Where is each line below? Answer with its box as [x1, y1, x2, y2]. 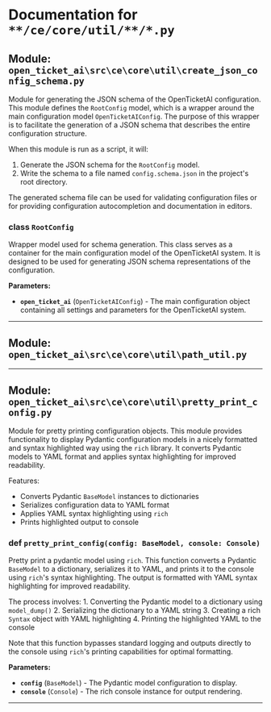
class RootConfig [8, 221, 74, 232]
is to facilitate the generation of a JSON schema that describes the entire [8, 120, 251, 130]
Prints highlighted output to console [19, 517, 140, 527]
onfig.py [8, 406, 52, 418]
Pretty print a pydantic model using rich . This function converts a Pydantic [8, 556, 256, 565]
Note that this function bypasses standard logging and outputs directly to [8, 639, 252, 648]
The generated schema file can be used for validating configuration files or [8, 193, 257, 202]
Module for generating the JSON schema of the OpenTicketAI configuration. [8, 94, 261, 104]
